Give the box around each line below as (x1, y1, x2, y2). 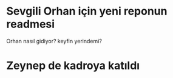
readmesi (6, 17, 55, 31)
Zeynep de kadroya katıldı (6, 59, 140, 73)
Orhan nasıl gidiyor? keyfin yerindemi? (6, 37, 102, 44)
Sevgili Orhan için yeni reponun (6, 4, 168, 18)
